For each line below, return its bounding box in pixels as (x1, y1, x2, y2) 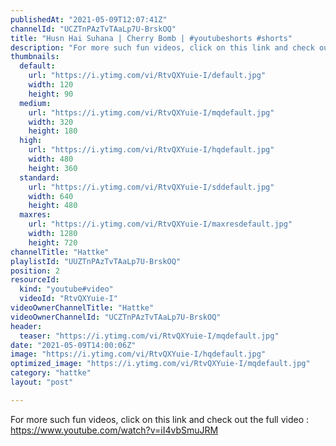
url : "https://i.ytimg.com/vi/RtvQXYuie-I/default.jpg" (28, 71, 267, 81)
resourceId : (10, 275, 60, 285)
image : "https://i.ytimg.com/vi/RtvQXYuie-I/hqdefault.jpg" (10, 349, 267, 360)
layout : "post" (10, 377, 74, 387)
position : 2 (10, 266, 60, 276)
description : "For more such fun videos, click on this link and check (10, 42, 315, 53)
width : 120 (28, 80, 74, 90)
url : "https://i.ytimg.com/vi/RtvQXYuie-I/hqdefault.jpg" (28, 145, 275, 155)
